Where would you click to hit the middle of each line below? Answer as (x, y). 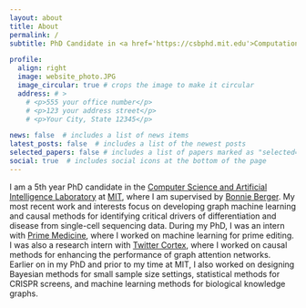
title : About (34, 26)
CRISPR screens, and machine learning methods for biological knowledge (148, 283)
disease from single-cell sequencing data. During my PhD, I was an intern (147, 225)
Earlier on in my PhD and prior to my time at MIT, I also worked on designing (152, 264)
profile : (26, 60)
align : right (42, 68)
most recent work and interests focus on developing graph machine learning (153, 206)
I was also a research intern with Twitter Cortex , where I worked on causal (148, 245)
